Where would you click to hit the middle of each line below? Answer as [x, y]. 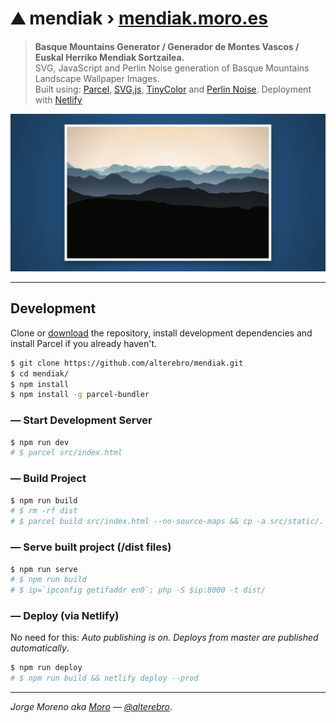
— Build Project [48, 479]
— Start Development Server [81, 420]
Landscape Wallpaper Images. [97, 78]
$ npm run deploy [46, 668]
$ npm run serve [44, 569]
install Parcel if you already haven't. [83, 343]
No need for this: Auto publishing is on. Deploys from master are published [164, 638]
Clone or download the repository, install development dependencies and [161, 333]
